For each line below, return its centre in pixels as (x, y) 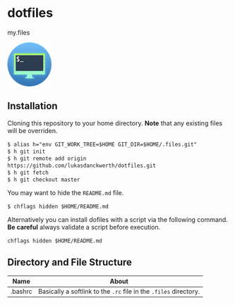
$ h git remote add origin (47, 158)
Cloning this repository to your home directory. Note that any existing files (115, 123)
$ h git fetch (28, 173)
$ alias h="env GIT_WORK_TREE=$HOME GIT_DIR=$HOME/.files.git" (102, 144)
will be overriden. (32, 130)
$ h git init (26, 151)
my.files (19, 32)
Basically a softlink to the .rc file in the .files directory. (119, 292)
